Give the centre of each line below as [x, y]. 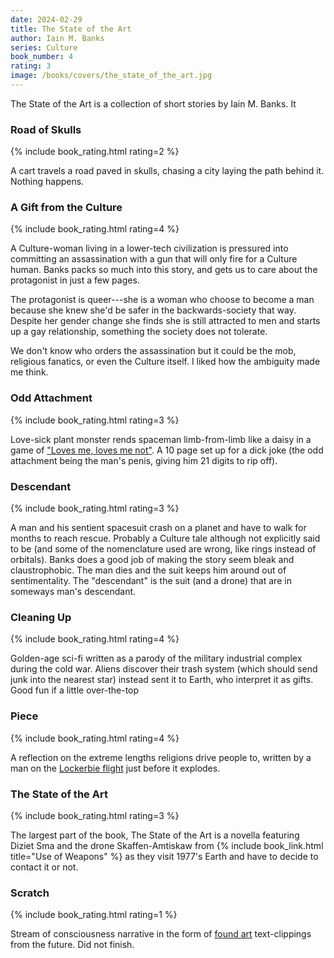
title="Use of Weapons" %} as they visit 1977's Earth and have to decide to [164, 856]
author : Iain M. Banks [57, 38]
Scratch [30, 893]
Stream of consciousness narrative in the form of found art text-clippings [161, 934]
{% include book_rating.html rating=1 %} [94, 915]
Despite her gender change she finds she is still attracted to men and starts [165, 321]
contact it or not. [44, 867]
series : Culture [44, 47]
